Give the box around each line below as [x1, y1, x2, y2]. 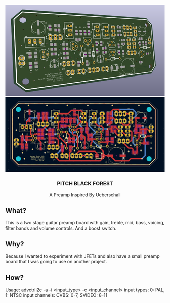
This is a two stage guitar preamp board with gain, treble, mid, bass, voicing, [5, 220, 165, 226]
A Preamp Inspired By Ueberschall [49, 192, 121, 198]
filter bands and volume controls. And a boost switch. [5, 225, 117, 232]
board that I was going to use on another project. [5, 258, 107, 264]
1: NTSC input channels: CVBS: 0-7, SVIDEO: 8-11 [5, 292, 108, 298]
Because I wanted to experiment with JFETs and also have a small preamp [5, 253, 160, 259]
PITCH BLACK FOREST [57, 180, 113, 187]
